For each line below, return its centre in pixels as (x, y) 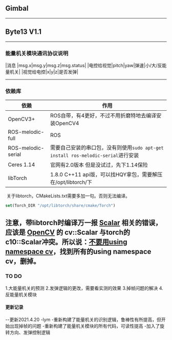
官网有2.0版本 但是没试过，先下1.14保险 (99, 165)
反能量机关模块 (21, 294)
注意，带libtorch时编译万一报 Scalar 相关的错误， (84, 223)
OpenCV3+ (21, 119)
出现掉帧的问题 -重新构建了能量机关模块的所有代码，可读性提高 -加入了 (85, 326)
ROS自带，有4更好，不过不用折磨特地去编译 (103, 116)
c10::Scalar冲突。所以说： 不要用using (66, 242)
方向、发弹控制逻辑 (30, 332)
